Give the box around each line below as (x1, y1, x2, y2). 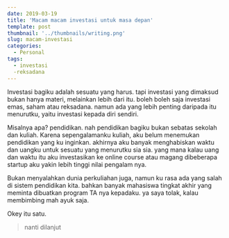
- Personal (13, 49, 45, 56)
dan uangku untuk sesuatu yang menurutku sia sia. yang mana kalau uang (7, 145, 219, 154)
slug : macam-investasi (7, 36, 73, 43)
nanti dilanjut (24, 223, 61, 231)
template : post (7, 23, 51, 30)
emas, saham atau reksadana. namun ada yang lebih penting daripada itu (7, 102, 217, 111)
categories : (7, 42, 42, 49)
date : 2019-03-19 (7, 10, 58, 17)
